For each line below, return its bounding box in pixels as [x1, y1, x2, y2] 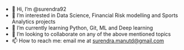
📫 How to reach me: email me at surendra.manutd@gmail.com [11, 37, 165, 44]
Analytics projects [11, 18, 56, 25]
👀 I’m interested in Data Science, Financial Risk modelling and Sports [11, 12, 178, 19]
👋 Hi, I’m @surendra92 [11, 6, 66, 12]
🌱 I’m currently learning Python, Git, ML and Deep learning [11, 24, 153, 31]
